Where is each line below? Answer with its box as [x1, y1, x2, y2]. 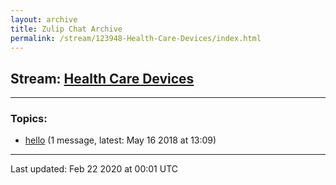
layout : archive [10, 14, 78, 25]
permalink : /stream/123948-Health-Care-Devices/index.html [10, 33, 262, 43]
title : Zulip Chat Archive [10, 24, 123, 34]
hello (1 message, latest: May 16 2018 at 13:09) [24, 134, 217, 146]
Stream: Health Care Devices [10, 70, 195, 87]
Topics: [10, 112, 48, 126]
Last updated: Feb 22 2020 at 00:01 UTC [10, 163, 178, 175]
